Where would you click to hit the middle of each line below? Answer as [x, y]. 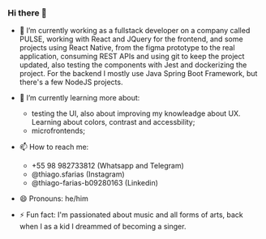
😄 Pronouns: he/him [54, 198]
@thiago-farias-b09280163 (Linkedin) [95, 183]
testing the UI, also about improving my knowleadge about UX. [136, 113]
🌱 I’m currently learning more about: [79, 98]
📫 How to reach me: [54, 147]
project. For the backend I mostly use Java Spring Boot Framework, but [138, 74]
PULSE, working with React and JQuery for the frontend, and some [131, 39]
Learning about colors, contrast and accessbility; [113, 122]
